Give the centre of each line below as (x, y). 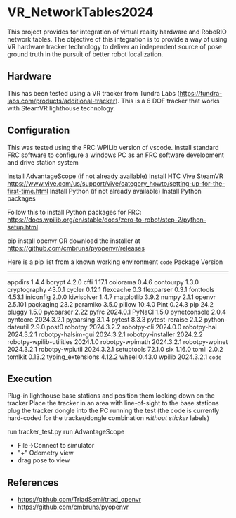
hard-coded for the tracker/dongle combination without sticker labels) (108, 418)
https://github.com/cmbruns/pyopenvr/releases (76, 248)
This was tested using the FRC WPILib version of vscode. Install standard (113, 147)
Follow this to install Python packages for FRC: (74, 212)
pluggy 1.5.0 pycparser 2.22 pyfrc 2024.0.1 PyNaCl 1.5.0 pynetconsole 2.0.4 (117, 312)
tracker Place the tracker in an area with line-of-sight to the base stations (113, 403)
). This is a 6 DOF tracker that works (167, 101)
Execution (30, 378)
